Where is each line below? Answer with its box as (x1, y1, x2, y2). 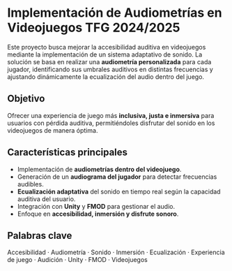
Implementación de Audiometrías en (7, 5, 222, 21)
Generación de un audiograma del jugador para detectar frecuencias (17, 173, 217, 181)
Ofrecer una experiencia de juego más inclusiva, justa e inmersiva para (7, 111, 215, 119)
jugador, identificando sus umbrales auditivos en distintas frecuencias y (7, 65, 214, 73)
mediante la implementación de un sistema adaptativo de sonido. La (7, 50, 203, 59)
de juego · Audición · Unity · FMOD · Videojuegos (7, 256, 148, 264)
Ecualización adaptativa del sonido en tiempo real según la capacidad (17, 187, 221, 196)
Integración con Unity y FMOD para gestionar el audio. (17, 202, 176, 210)
